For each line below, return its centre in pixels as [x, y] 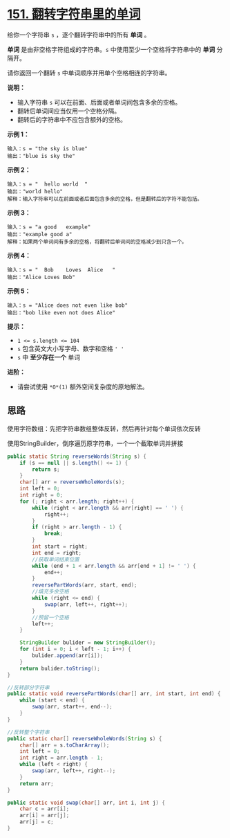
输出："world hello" [35, 191]
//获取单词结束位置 [56, 559]
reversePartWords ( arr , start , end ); [85, 585]
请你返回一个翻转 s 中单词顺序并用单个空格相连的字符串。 [89, 73]
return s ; [46, 469]
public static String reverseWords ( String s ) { [77, 456]
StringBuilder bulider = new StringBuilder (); [88, 643]
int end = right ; [57, 553]
